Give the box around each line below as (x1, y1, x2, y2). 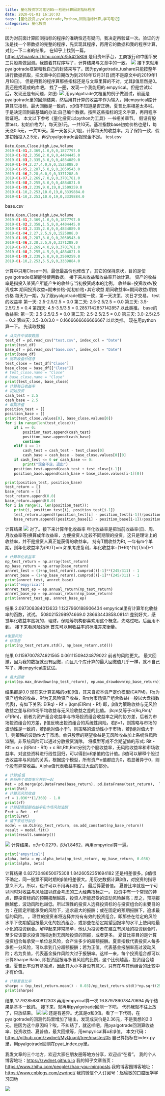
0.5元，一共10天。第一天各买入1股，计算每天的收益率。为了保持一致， (13, 128, 156, 134)
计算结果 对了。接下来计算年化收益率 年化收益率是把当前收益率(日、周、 (5, 526, 157, 532)
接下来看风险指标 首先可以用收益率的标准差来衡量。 (14, 624, 119, 630)
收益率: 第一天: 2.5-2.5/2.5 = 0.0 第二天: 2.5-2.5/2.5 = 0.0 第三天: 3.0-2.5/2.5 (5, 311, 160, 317)
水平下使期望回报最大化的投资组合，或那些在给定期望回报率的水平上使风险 (5, 920, 156, 926)
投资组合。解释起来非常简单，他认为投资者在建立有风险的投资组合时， (18, 926, 160, 932)
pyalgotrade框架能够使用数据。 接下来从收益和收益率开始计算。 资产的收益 (5, 274, 157, 280)
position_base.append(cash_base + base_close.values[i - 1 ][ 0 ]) (14, 471, 144, 476)
